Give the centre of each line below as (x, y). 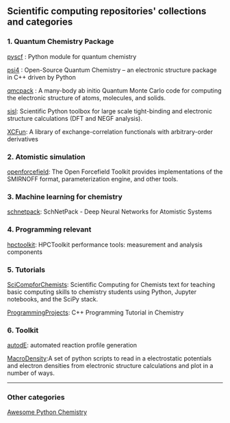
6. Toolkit (23, 330)
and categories (40, 22)
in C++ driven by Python (42, 77)
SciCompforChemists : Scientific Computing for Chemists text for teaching (111, 284)
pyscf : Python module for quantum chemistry (72, 56)
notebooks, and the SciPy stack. (53, 299)
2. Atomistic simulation (46, 157)
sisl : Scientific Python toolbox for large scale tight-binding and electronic (110, 111)
